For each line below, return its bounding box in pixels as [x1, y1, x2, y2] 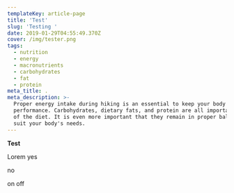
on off [7, 179, 24, 187]
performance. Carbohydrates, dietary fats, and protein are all [13, 107, 204, 114]
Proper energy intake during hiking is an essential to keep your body [13, 101, 226, 108]
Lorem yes [7, 152, 38, 160]
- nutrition [13, 49, 49, 56]
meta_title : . [7, 87, 49, 94]
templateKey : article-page [7, 10, 86, 17]
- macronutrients [13, 62, 64, 69]
